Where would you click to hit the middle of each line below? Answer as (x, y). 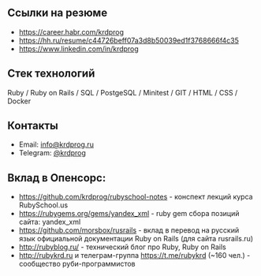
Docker (19, 101)
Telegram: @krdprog (52, 153)
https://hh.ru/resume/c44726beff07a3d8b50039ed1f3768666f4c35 (129, 40)
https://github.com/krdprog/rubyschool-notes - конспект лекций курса (136, 197)
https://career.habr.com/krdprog (71, 32)
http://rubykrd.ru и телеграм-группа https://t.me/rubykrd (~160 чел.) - (134, 255)
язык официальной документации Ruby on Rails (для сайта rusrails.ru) (136, 239)
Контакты (33, 126)
